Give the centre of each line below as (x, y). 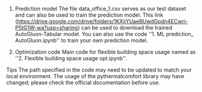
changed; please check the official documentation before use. (83, 82)
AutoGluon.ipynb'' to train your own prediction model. (81, 40)
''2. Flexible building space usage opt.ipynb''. (71, 58)
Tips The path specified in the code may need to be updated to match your (99, 70)
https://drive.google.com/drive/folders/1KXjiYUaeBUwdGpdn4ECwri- (103, 21)
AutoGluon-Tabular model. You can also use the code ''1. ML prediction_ (104, 34)
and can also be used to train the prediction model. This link (89, 15)
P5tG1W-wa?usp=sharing (46, 27)
